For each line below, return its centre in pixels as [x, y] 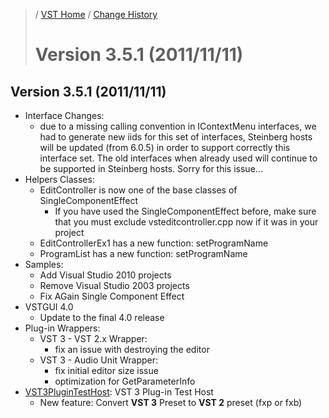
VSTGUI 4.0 [49, 307]
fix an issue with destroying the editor [132, 349]
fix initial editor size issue [106, 370]
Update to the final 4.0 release [102, 317]
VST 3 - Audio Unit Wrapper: [98, 360]
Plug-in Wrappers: [62, 328]
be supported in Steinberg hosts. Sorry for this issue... [151, 168]
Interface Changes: [64, 115]
